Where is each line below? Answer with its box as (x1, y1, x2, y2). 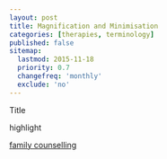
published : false (9, 38, 75, 48)
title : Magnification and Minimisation (9, 22, 159, 31)
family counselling (9, 139, 77, 150)
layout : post (9, 13, 58, 22)
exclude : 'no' (17, 80, 70, 89)
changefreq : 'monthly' (17, 72, 102, 81)
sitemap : (9, 47, 42, 56)
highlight (9, 122, 42, 133)
